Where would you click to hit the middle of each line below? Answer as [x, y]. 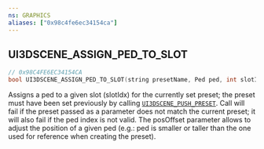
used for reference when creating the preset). [82, 136]
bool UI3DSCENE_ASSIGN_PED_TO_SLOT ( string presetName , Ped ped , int [123, 80]
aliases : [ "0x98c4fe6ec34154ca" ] [63, 23]
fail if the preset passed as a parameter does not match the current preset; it [132, 111]
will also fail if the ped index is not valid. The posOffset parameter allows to [130, 120]
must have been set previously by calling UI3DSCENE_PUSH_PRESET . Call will [126, 104]
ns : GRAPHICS [29, 15]
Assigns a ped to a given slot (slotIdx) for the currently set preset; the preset [132, 95]
